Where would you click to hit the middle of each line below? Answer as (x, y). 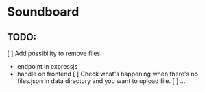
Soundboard (43, 12)
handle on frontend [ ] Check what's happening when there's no (108, 74)
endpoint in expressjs (47, 66)
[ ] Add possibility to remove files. (55, 53)
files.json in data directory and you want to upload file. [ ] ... (101, 81)
